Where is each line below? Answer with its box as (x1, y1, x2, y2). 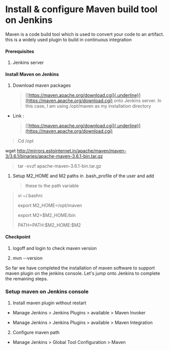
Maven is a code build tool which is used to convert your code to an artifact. (5, 31, 164, 37)
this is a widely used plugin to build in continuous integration (5, 37, 132, 43)
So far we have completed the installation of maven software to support (5, 265, 155, 271)
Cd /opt (17, 138, 34, 144)
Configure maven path (12, 329, 60, 335)
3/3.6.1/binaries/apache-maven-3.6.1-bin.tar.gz (5, 153, 103, 160)
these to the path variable (25, 183, 79, 189)
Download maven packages (12, 82, 71, 88)
